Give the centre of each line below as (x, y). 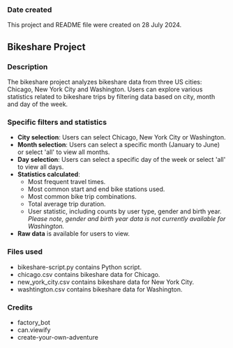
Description (28, 66)
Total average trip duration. (67, 204)
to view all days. (40, 167)
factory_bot (34, 322)
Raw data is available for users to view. (74, 234)
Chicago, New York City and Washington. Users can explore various (105, 89)
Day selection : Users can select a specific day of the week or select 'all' (121, 160)
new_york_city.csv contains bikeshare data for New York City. (106, 282)
